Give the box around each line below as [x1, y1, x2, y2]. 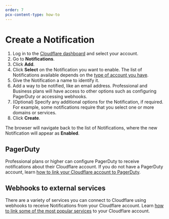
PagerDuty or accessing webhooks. [12, 94, 88, 100]
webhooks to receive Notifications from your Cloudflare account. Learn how [5, 203, 164, 209]
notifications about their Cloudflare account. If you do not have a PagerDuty [5, 164, 163, 170]
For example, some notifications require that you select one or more [12, 104, 154, 110]
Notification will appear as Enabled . [5, 130, 80, 137]
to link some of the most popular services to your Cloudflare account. [5, 208, 150, 214]
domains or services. [12, 110, 57, 116]
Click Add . [12, 61, 35, 67]
